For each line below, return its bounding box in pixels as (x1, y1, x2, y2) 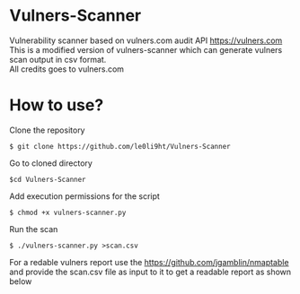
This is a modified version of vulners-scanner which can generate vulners (9, 44, 283, 55)
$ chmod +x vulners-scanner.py (9, 208, 127, 217)
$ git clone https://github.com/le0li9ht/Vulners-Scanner (9, 142, 231, 151)
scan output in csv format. (9, 54, 107, 65)
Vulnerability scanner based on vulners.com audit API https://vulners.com (9, 35, 283, 46)
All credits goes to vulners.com (9, 64, 124, 74)
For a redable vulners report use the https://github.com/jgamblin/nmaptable (9, 256, 289, 267)
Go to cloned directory (9, 158, 93, 169)
